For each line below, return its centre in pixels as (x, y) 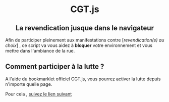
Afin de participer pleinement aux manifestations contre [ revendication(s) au (85, 40)
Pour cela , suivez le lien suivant (39, 94)
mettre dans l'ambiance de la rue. (40, 51)
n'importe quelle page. (29, 84)
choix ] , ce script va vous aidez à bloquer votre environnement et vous (79, 45)
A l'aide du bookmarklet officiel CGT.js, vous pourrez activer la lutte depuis (83, 79)
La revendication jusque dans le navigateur (85, 28)
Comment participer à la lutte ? (55, 67)
